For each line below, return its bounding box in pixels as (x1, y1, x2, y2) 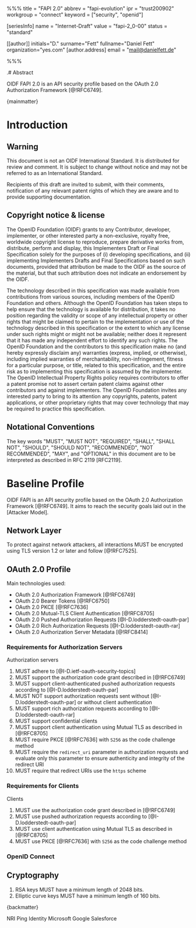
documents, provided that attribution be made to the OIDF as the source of (6, 263, 186, 270)
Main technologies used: (6, 580, 66, 587)
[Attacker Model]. (6, 509, 49, 516)
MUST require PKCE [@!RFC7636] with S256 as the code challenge (15, 736, 176, 743)
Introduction (6, 118, 68, 132)
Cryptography (6, 871, 59, 881)
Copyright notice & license (6, 210, 106, 220)
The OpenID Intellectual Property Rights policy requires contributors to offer (6, 374, 189, 381)
